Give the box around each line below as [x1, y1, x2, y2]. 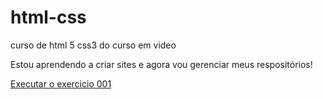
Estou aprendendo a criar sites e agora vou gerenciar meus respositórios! [10, 58, 313, 70]
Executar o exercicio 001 [10, 77, 112, 90]
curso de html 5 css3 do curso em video [10, 39, 177, 51]
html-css [10, 6, 87, 29]
